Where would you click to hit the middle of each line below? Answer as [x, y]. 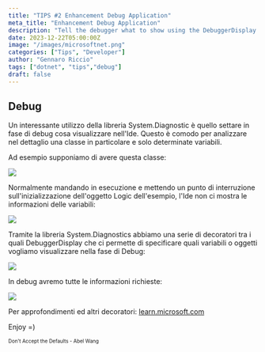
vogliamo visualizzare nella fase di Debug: [77, 252]
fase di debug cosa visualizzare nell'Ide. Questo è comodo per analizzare [128, 134]
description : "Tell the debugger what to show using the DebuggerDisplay [132, 30]
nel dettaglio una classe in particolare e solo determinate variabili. [115, 142]
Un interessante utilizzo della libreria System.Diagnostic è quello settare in [129, 125]
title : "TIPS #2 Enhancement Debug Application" [90, 15]
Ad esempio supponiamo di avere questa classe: [87, 157]
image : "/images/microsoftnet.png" [67, 45]
